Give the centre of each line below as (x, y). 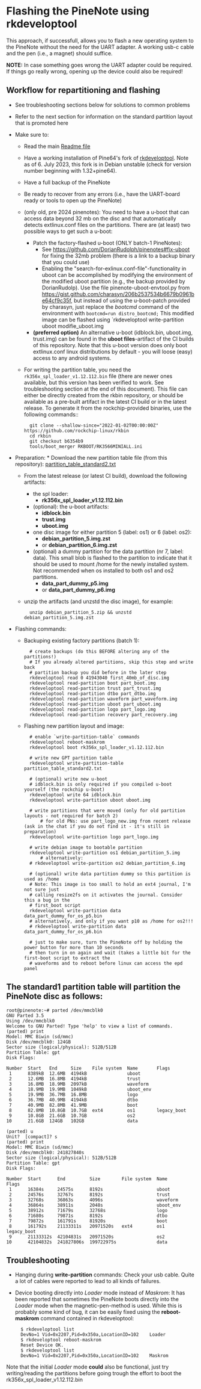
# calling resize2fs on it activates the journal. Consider (106, 895)
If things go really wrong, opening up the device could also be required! (94, 71)
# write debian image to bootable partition (86, 847)
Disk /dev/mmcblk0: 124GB (38, 1042)
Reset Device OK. (42, 1345)
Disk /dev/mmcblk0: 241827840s (45, 1152)
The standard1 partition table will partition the (94, 987)
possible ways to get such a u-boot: (68, 231)
